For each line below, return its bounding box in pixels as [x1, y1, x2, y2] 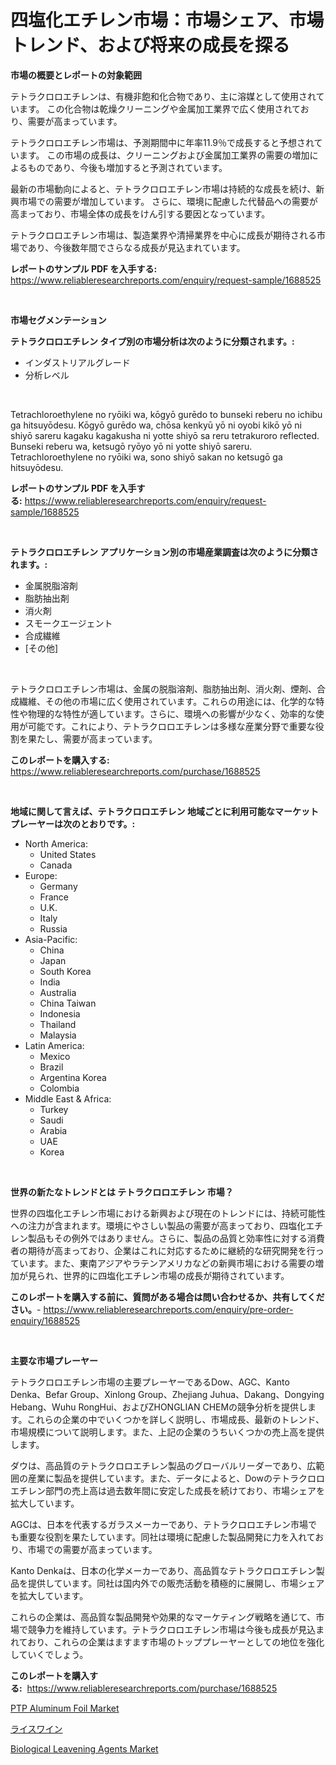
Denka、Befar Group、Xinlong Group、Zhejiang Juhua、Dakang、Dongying [10, 1388, 325, 1400]
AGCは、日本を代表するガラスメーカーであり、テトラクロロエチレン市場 [10, 1518, 309, 1530]
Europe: [24, 869, 58, 881]
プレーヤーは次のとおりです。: [10, 817, 136, 830]
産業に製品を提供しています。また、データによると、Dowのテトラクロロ [27, 1472, 325, 1484]
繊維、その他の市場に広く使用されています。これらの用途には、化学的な [18, 695, 317, 707]
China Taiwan [39, 997, 97, 1009]
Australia [39, 986, 77, 998]
